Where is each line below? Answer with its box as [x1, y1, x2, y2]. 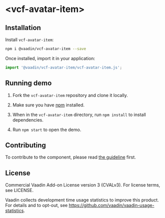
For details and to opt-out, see [5, 202, 68, 208]
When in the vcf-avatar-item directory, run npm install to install [12, 111, 146, 117]
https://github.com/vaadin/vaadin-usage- [68, 202, 154, 208]
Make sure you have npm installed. [12, 101, 85, 108]
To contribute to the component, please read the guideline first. [5, 154, 136, 160]
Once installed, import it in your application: [5, 55, 95, 61]
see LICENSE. [5, 187, 34, 193]
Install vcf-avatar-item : [5, 36, 54, 42]
